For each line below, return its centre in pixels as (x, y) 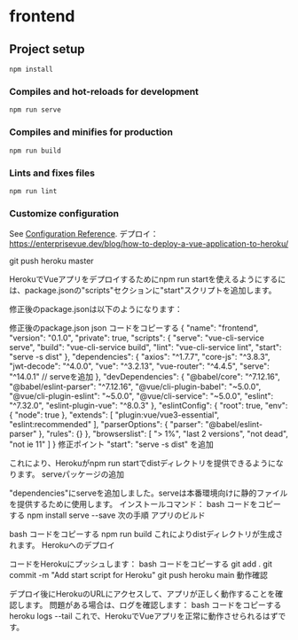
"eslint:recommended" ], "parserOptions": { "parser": (106, 425)
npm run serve (35, 110)
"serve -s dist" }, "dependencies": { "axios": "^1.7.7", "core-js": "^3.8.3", (140, 357)
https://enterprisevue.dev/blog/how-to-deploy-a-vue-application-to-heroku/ (149, 244)
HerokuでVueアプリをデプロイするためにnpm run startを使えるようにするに (148, 279)
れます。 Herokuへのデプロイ (62, 545)
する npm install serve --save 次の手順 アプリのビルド (107, 515)
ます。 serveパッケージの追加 (71, 474)
